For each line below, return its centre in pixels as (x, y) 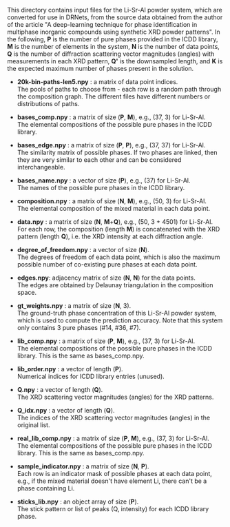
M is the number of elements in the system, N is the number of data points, (114, 46)
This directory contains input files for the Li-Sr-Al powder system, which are (115, 10)
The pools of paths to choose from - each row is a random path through (119, 89)
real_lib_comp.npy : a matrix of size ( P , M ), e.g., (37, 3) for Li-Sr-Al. (113, 438)
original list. (33, 425)
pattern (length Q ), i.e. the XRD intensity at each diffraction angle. (110, 236)
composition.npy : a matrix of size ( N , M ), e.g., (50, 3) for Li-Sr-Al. (112, 201)
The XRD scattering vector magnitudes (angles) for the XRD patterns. (115, 397)
